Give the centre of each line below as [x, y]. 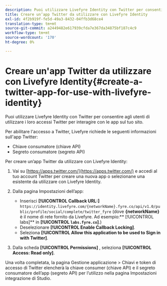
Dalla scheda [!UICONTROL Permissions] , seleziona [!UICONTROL [82, 247]
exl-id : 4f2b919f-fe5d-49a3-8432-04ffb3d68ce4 [54, 19]
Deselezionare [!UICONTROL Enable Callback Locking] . [78, 227]
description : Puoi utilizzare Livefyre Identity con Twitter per [74, 10]
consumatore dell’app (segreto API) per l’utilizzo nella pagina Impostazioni [81, 273]
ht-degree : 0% [20, 42]
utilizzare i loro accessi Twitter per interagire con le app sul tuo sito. [74, 122]
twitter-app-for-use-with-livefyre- [78, 92]
